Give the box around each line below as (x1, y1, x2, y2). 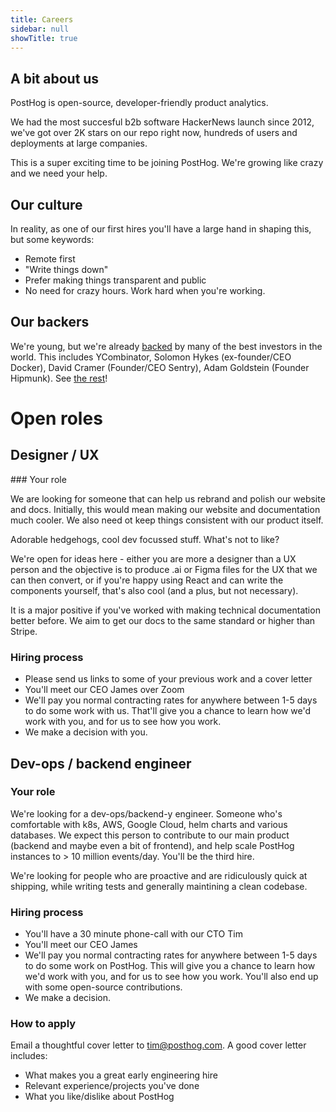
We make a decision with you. (24, 726, 148, 738)
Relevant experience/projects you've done (24, 1080, 200, 1092)
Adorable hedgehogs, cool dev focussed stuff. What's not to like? (10, 533, 280, 545)
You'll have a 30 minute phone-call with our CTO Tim (24, 928, 243, 940)
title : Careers (10, 14, 74, 25)
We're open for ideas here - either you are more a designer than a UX (10, 552, 297, 565)
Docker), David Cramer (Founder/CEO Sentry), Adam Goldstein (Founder (10, 361, 310, 373)
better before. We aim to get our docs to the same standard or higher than (10, 614, 316, 626)
